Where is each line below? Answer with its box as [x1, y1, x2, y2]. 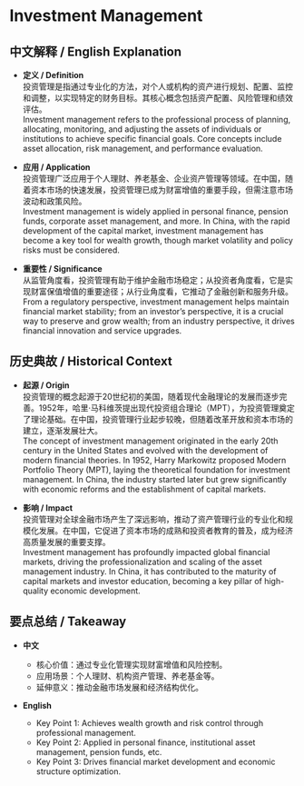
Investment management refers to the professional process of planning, [22, 114, 291, 124]
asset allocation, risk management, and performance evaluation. [22, 143, 263, 154]
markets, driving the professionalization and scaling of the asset [22, 556, 263, 567]
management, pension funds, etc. [35, 746, 162, 757]
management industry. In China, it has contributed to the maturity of [22, 565, 277, 577]
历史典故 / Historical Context [9, 353, 172, 369]
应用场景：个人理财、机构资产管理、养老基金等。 [35, 670, 220, 682]
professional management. [35, 727, 136, 738]
